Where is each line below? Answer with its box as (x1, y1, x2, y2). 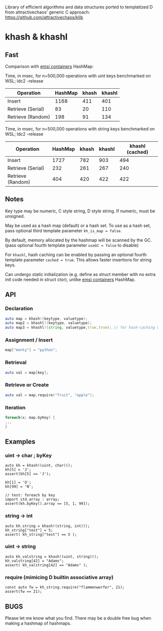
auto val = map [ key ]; (5, 370, 49, 375)
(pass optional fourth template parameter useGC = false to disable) (5, 242, 139, 248)
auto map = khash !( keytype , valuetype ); (5, 316, 88, 321)
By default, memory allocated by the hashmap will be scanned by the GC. (5, 237, 152, 243)
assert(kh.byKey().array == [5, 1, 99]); (5, 502, 90, 506)
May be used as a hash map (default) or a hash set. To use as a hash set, (5, 223, 151, 228)
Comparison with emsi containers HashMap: (5, 64, 94, 69)
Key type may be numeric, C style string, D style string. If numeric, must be (5, 208, 155, 214)
